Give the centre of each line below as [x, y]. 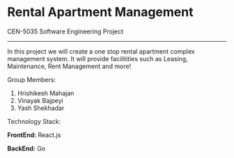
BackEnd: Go [26, 148]
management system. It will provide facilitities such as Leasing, [97, 58]
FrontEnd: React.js [34, 135]
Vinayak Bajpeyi [40, 100]
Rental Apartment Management [100, 12]
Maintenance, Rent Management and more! [69, 66]
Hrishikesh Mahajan [46, 93]
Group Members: [32, 79]
